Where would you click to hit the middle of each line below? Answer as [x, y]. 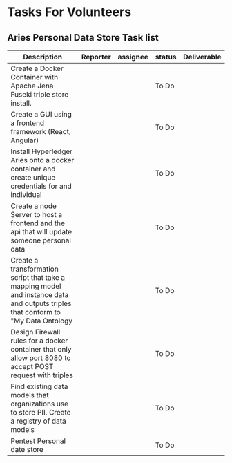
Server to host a [37, 215]
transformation [35, 269]
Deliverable [202, 57]
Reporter [96, 57]
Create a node [34, 206]
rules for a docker [39, 341]
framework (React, [41, 132]
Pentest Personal [38, 441]
